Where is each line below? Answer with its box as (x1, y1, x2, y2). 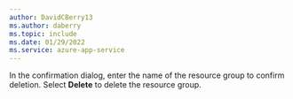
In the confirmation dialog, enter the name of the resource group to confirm (9, 70, 285, 80)
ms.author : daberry (9, 21, 82, 30)
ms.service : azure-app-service (9, 46, 125, 55)
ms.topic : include (9, 29, 77, 38)
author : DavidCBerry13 (9, 12, 93, 22)
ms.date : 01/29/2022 (9, 37, 86, 47)
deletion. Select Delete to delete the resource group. (9, 80, 202, 90)
